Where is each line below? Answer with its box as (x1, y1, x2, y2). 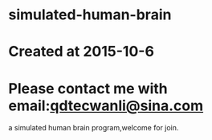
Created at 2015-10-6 (8, 43, 155, 61)
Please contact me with (8, 79, 169, 97)
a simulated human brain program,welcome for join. (8, 123, 179, 133)
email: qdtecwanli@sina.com (8, 97, 204, 114)
